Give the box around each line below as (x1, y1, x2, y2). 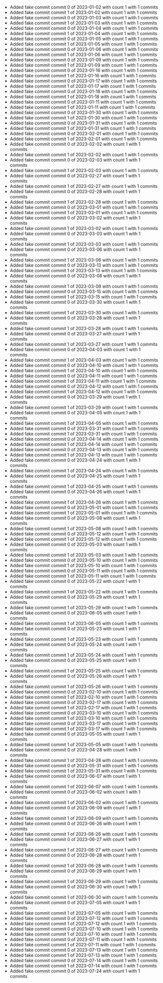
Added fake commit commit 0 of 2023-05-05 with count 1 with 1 (9, 731, 141, 737)
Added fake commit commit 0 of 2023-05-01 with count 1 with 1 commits (9, 505, 158, 510)
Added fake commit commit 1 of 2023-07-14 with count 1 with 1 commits (9, 963, 157, 969)
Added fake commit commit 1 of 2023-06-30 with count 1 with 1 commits (9, 894, 158, 900)
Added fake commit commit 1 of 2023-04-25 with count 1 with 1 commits (9, 483, 158, 489)
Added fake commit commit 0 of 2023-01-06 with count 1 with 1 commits (9, 47, 159, 52)
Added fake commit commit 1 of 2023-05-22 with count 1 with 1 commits (9, 589, 158, 594)
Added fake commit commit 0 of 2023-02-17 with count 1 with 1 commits (9, 699, 158, 705)
